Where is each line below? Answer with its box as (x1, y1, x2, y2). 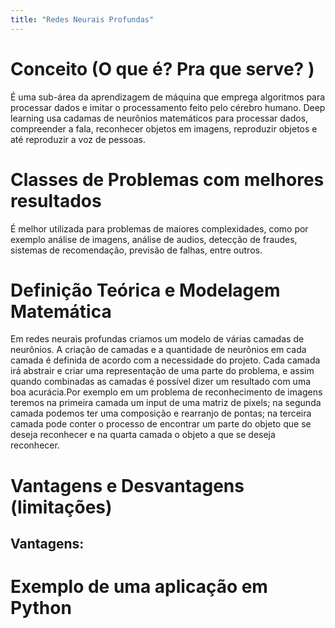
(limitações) (10, 496, 113, 518)
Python (10, 597, 72, 620)
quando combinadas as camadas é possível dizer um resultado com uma (10, 376, 312, 388)
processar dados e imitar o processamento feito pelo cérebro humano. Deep (10, 101, 326, 113)
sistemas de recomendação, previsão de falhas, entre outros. (10, 244, 263, 256)
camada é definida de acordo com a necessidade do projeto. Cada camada (10, 354, 321, 366)
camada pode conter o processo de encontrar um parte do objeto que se (10, 418, 312, 430)
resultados (10, 189, 102, 212)
